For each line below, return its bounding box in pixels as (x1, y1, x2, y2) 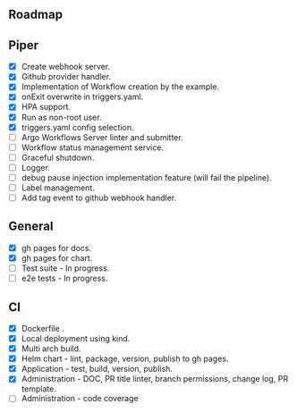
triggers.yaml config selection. (21, 122, 134, 132)
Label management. (21, 182, 95, 193)
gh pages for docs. (21, 242, 91, 253)
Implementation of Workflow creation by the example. (21, 81, 220, 92)
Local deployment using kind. (21, 333, 131, 344)
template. (21, 383, 57, 394)
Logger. (21, 162, 50, 172)
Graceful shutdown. (21, 152, 95, 163)
